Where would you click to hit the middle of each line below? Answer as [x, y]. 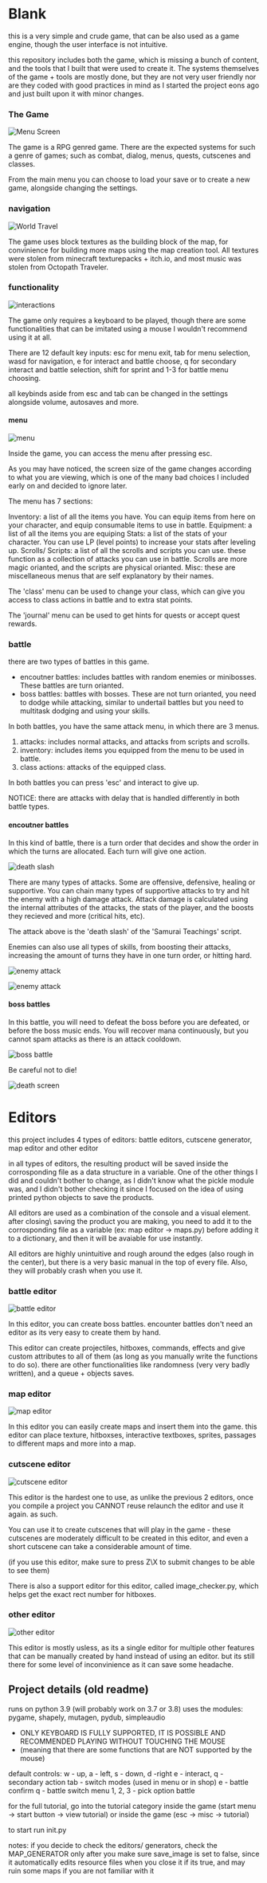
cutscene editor [40, 1465]
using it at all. [30, 337]
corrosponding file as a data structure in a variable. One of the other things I [133, 1171]
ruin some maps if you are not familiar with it [81, 1870]
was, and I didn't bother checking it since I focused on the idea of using [126, 1189]
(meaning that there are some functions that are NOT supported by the [136, 1749]
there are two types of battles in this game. [79, 661]
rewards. [23, 624]
